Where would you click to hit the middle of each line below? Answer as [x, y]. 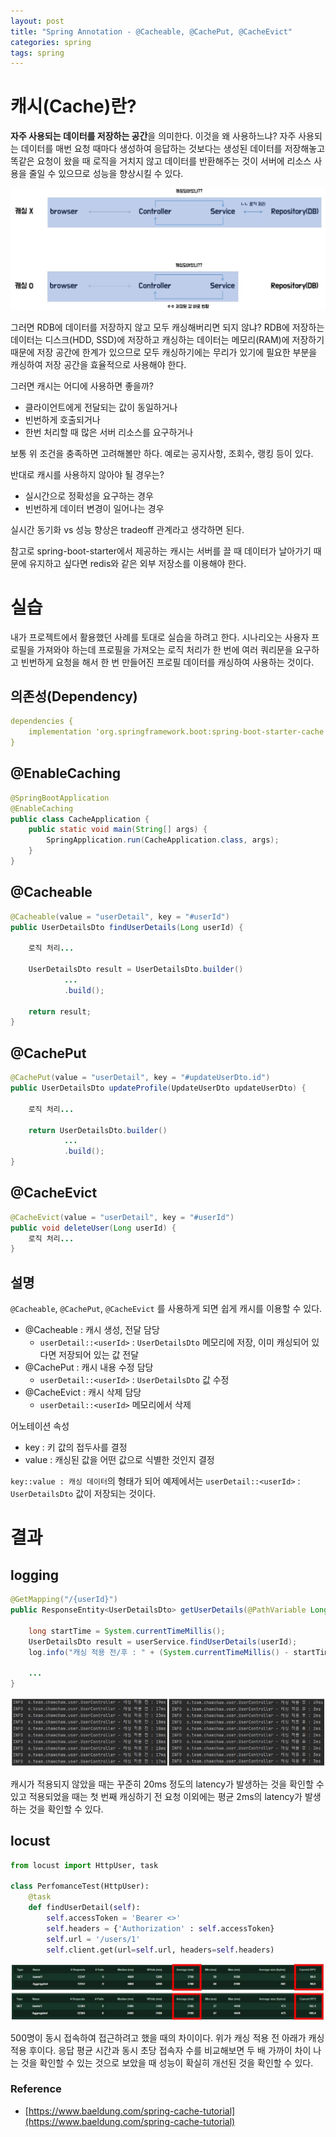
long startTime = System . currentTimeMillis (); [127, 1631]
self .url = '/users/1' [93, 1939]
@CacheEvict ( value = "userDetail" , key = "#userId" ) [122, 1217]
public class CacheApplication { [80, 819]
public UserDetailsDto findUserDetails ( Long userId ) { [127, 927]
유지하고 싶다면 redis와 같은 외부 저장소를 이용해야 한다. [137, 563]
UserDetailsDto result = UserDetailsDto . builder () [136, 970]
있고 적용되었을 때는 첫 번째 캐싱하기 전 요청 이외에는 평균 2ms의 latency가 [156, 1796]
